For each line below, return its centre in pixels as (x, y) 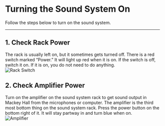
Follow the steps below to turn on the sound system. (58, 23)
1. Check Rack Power (38, 43)
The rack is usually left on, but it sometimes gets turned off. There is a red (80, 54)
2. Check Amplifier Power (45, 86)
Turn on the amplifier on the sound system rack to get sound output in (76, 97)
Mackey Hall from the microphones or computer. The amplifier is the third (79, 102)
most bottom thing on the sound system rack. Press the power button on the (82, 108)
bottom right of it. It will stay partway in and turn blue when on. (69, 113)
